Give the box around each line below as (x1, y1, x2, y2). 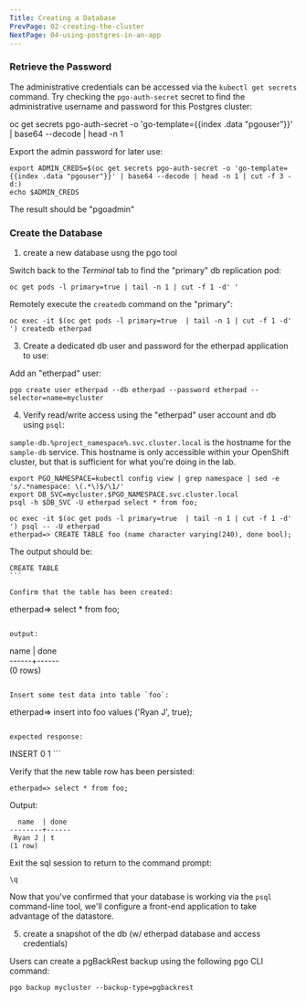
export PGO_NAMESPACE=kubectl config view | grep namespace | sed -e (9, 474, 280, 483)
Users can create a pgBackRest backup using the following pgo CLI (9, 955, 264, 966)
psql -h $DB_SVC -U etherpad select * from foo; (9, 497, 198, 507)
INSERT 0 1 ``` (9, 748, 61, 759)
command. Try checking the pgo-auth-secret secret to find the (9, 91, 246, 101)
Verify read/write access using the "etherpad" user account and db (22, 409, 277, 421)
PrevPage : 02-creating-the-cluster (9, 22, 145, 31)
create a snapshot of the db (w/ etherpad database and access (22, 928, 261, 939)
